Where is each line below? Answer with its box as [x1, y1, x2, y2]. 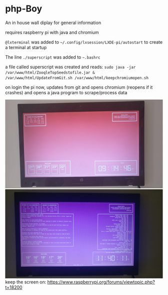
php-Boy [5, 3, 42, 15]
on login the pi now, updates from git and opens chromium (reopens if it [5, 84, 153, 90]
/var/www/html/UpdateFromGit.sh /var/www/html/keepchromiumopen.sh [5, 75, 149, 80]
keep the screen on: [5, 279, 46, 285]
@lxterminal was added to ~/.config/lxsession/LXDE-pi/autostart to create [5, 39, 163, 45]
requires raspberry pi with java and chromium [5, 29, 99, 35]
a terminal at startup [5, 44, 47, 50]
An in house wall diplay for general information [5, 20, 101, 26]
